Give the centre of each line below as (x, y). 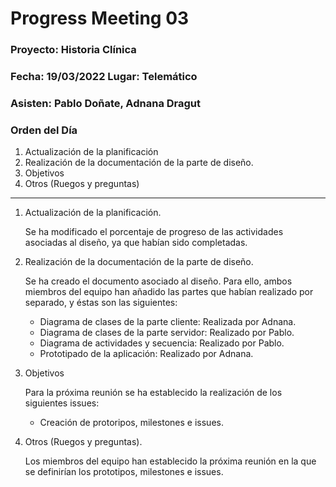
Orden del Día (44, 130)
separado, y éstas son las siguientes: (101, 303)
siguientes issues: (62, 403)
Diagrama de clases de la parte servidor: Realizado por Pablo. (167, 333)
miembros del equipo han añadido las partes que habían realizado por (169, 292)
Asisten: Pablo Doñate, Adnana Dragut (106, 103)
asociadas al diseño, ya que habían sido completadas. (136, 243)
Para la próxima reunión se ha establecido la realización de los (153, 393)
